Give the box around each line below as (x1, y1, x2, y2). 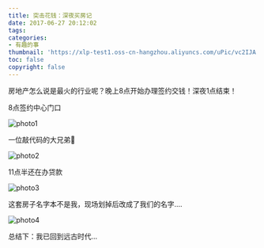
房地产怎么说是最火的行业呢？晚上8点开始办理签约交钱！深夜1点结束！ (8, 86, 237, 95)
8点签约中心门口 (8, 102, 62, 112)
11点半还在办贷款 (8, 167, 63, 177)
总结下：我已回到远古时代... (8, 231, 98, 241)
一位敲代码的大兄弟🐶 (8, 135, 76, 144)
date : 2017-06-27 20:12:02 (8, 19, 97, 27)
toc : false (8, 56, 44, 64)
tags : (8, 26, 26, 34)
